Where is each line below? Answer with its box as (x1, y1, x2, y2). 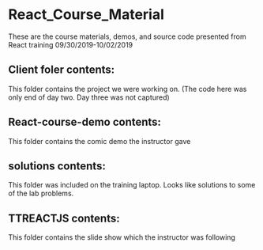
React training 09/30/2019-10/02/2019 (8, 40, 133, 49)
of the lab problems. (8, 188, 74, 199)
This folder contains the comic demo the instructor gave (8, 136, 191, 146)
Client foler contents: (8, 63, 115, 77)
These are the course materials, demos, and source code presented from (8, 32, 246, 41)
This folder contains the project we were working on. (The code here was (8, 84, 247, 93)
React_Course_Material (8, 6, 164, 24)
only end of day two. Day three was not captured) (8, 93, 170, 102)
